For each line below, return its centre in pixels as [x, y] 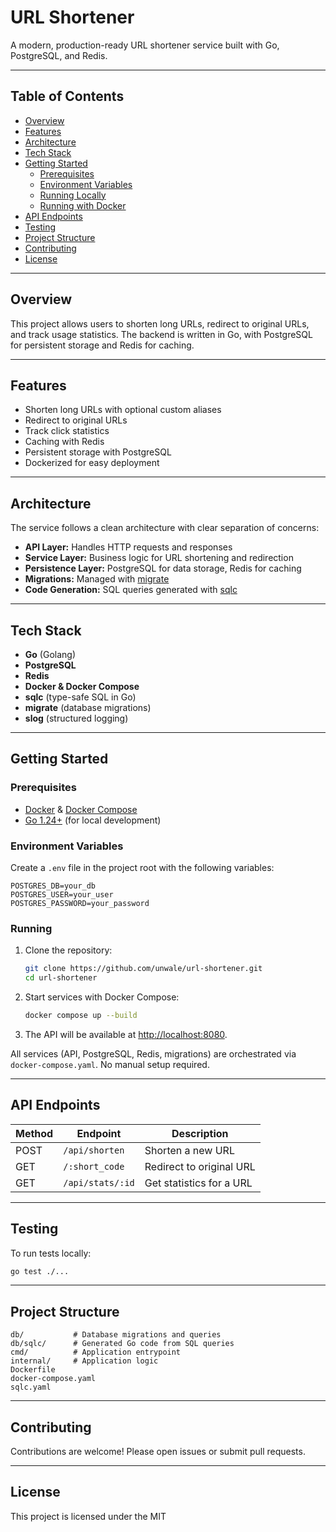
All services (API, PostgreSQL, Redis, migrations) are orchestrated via [153, 1053]
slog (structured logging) [76, 718]
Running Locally [73, 195]
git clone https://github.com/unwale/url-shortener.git [143, 969]
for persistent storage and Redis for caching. [102, 345]
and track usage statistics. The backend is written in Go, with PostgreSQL [161, 334]
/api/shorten [94, 1150]
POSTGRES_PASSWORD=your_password [80, 903]
